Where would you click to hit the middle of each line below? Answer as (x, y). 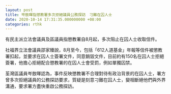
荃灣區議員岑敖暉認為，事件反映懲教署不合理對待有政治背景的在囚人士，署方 (85, 74)
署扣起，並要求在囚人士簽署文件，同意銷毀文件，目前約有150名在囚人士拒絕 (85, 56)
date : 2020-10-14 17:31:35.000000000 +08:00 (53, 19)
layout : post (19, 10)
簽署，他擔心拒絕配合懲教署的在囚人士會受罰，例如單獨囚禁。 (70, 63)
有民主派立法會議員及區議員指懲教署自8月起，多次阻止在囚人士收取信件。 (82, 39)
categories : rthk (24, 24)
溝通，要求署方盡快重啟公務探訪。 (41, 86)
